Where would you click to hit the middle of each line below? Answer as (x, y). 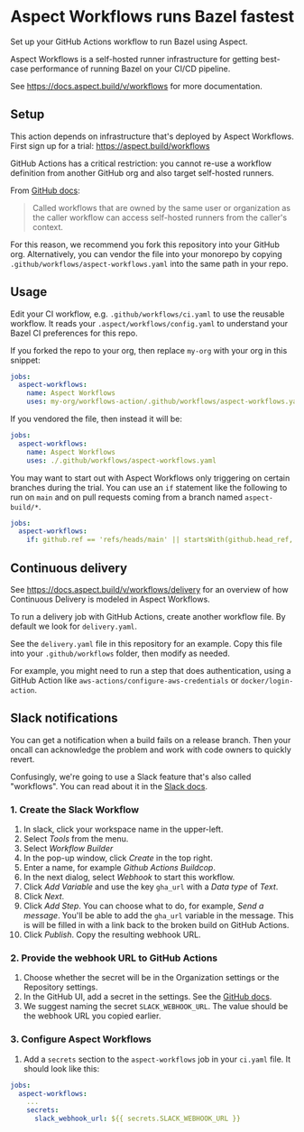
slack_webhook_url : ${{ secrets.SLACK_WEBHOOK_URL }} (138, 1119)
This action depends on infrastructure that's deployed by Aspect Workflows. (152, 136)
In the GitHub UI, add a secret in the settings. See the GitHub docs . (147, 997)
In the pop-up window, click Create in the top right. (118, 858)
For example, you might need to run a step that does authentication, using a (151, 671)
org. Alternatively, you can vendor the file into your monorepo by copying (146, 253)
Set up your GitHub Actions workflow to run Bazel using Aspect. (129, 41)
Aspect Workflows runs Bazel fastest (152, 17)
